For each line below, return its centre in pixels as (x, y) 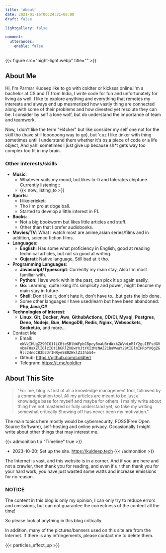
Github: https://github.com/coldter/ (56, 357)
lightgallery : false (27, 28)
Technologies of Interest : (39, 312)
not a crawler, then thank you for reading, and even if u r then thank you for (82, 466)
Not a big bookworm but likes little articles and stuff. (73, 221)
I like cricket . (33, 201)
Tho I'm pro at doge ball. (45, 206)
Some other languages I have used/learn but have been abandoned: (89, 301)
